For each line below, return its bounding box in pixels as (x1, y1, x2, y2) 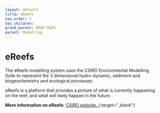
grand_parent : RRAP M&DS (5, 26, 56, 30)
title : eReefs (5, 12, 34, 17)
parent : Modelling (5, 30, 43, 35)
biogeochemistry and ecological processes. (5, 78, 94, 84)
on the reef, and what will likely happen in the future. (5, 92, 111, 98)
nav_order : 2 (5, 16, 32, 21)
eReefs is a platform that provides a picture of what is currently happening (5, 87, 156, 93)
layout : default (5, 7, 38, 12)
